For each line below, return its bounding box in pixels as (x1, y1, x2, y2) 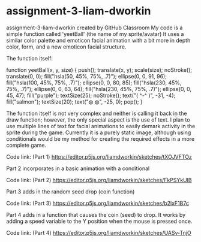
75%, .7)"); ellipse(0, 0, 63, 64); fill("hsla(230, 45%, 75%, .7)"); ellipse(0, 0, (6, 85, 192, 92)
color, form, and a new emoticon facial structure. (6, 43, 127, 50)
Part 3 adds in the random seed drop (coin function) (6, 187, 135, 195)
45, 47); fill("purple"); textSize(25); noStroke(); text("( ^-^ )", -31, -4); (6, 92, 176, 99)
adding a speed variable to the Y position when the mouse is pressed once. (6, 217, 193, 225)
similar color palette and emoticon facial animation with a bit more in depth (6, 37, 191, 44)
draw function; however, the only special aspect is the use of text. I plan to (6, 116, 190, 123)
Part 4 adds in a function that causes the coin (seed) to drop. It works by (6, 211, 186, 218)
